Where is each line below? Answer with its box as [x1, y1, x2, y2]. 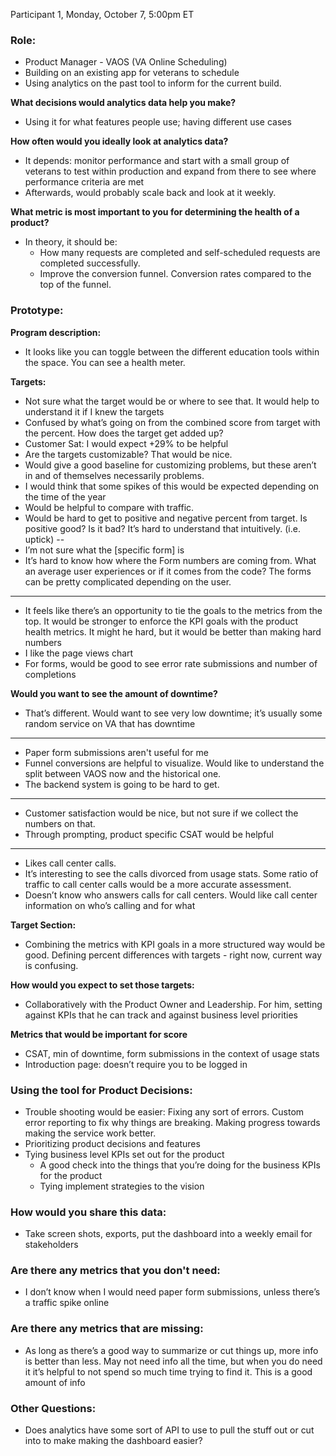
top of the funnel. [39, 279, 112, 291]
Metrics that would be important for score [10, 1028, 188, 1040]
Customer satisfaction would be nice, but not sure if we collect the [24, 807, 299, 819]
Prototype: [10, 304, 64, 318]
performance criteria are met [24, 176, 145, 188]
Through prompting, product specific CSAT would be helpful [24, 828, 275, 840]
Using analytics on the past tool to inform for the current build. [24, 77, 282, 89]
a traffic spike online [24, 1297, 110, 1309]
